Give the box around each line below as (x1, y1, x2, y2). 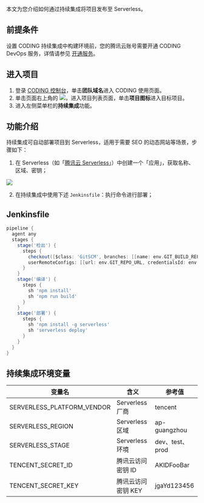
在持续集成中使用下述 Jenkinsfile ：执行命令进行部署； (15, 191, 154, 199)
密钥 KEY (116, 487, 143, 495)
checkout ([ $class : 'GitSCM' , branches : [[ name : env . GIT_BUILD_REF (28, 253, 200, 260)
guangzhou (154, 426, 188, 434)
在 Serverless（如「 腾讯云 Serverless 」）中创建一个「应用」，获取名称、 (15, 159, 194, 166)
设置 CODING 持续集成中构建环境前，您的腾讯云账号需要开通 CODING (6, 42, 181, 49)
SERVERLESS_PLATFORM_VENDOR (9, 403, 111, 412)
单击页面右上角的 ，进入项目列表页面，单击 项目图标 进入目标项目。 (15, 94, 188, 102)
